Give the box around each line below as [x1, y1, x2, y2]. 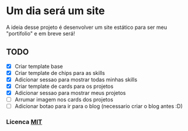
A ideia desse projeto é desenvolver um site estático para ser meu [6, 24, 167, 31]
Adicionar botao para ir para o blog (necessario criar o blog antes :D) [14, 103, 183, 110]
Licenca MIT [6, 118, 43, 126]
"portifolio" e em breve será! [6, 30, 75, 37]
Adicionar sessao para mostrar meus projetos [14, 90, 126, 96]
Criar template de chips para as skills [14, 69, 105, 76]
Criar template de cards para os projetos [14, 83, 114, 90]
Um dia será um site [6, 4, 105, 18]
